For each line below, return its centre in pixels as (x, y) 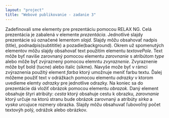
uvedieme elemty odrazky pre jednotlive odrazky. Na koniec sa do (74, 83)
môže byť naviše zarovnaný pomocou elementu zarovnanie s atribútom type (85, 56)
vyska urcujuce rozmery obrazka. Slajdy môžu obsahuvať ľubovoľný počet (83, 104)
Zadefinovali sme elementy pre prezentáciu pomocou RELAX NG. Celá (78, 29)
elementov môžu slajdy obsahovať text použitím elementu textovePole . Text (84, 51)
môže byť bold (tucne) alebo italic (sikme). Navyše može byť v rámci (76, 67)
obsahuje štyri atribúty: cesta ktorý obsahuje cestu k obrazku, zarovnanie (82, 94)
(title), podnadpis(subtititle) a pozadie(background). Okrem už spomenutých (85, 45)
